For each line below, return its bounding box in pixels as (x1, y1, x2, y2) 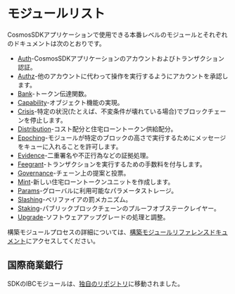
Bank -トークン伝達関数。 (17, 89, 91, 98)
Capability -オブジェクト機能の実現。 (17, 98, 124, 106)
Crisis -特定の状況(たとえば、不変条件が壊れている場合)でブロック (17, 106, 208, 116)
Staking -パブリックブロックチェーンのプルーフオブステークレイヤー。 (17, 204, 220, 212)
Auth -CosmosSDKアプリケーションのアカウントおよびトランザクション (17, 54, 225, 63)
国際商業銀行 (7, 259, 63, 271)
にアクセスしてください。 (25, 236, 100, 245)
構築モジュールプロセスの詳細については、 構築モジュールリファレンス (7, 228, 210, 236)
